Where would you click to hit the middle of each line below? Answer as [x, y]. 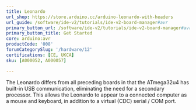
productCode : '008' [30, 44]
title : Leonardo [26, 11]
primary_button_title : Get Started [49, 33]
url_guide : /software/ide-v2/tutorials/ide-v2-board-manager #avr [87, 22]
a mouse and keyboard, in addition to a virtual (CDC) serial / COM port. [91, 101]
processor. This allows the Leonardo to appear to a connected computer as [97, 95]
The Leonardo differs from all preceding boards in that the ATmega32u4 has [98, 82]
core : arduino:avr [28, 39]
